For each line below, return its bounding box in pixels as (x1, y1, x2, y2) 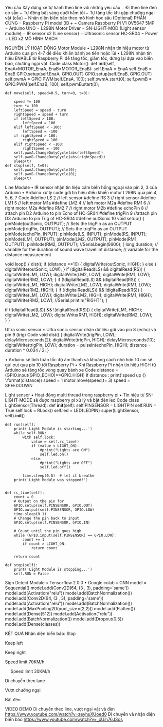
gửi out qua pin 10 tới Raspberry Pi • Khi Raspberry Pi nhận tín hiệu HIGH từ (5, 362, 157, 368)
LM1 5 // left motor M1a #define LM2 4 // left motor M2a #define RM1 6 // (5, 200, 151, 205)
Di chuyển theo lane (5, 678, 45, 684)
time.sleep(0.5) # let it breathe (22, 473, 95, 478)
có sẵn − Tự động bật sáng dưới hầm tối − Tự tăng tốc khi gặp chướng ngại (5, 10, 155, 16)
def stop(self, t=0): (5, 163, 49, 168)
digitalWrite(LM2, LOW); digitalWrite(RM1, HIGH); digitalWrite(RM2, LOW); (5, 312, 153, 317)
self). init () (5, 413, 25, 418)
